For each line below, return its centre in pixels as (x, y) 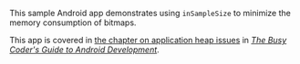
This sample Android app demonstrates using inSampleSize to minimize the (150, 13)
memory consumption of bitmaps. (73, 23)
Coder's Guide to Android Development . (84, 50)
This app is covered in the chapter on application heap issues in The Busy (148, 40)
